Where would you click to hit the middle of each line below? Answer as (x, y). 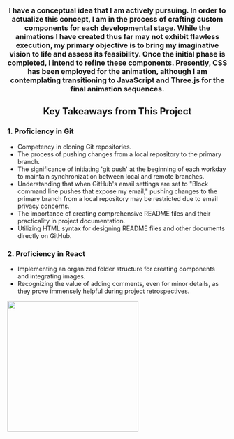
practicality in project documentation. (71, 221)
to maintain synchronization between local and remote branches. (111, 176)
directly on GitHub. (44, 235)
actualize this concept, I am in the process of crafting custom (117, 19)
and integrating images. (51, 276)
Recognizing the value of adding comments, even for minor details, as (118, 283)
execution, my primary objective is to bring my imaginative (117, 45)
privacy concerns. (43, 206)
